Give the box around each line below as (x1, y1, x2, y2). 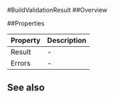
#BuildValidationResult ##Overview (7, 6, 108, 14)
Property (10, 36, 41, 45)
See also (7, 82, 45, 94)
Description (47, 36, 87, 45)
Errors (10, 59, 31, 68)
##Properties (7, 19, 45, 27)
